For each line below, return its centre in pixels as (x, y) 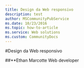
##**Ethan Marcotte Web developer (42, 60)
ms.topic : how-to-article (31, 28)
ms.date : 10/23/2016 (26, 23)
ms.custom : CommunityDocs (31, 37)
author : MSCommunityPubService (37, 19)
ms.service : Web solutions (33, 32)
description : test (24, 14)
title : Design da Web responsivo (39, 10)
